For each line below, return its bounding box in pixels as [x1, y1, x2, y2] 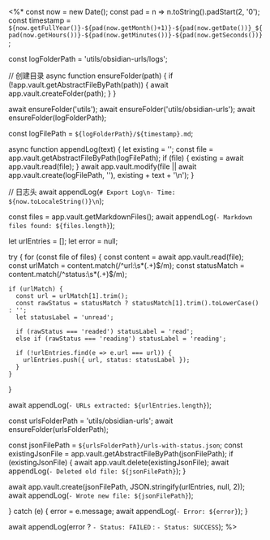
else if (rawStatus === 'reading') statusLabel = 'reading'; [15, 335, 227, 343]
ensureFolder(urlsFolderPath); [8, 425, 109, 434]
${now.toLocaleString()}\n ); [8, 197, 105, 205]
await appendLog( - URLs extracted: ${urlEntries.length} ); [8, 400, 212, 409]
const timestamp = [8, 15, 71, 25]
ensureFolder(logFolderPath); [8, 113, 107, 123]
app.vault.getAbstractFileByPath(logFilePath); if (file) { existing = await [8, 153, 244, 162]
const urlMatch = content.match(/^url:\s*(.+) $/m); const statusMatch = [8, 261, 245, 270]
